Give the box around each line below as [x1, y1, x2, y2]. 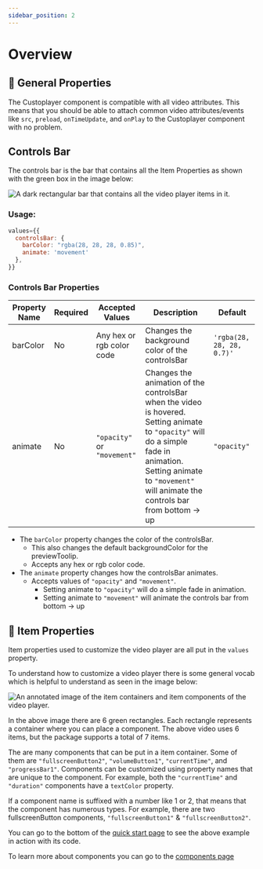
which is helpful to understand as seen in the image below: [8, 677, 198, 687]
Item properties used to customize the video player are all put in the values [8, 645, 249, 655]
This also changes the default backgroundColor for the [31, 543, 209, 553]
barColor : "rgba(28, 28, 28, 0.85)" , [22, 241, 146, 250]
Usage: [8, 209, 37, 220]
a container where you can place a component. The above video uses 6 [8, 724, 240, 734]
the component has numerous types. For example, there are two [8, 805, 215, 814]
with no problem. [8, 122, 63, 132]
